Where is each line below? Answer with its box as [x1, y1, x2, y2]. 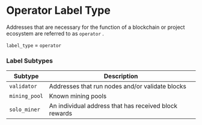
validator [9, 83, 37, 90]
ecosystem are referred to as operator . [6, 29, 104, 37]
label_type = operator [6, 41, 62, 49]
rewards [49, 109, 72, 118]
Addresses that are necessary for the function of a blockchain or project [6, 23, 185, 31]
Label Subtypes [6, 56, 53, 65]
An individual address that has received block [49, 102, 178, 110]
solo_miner [9, 106, 40, 113]
